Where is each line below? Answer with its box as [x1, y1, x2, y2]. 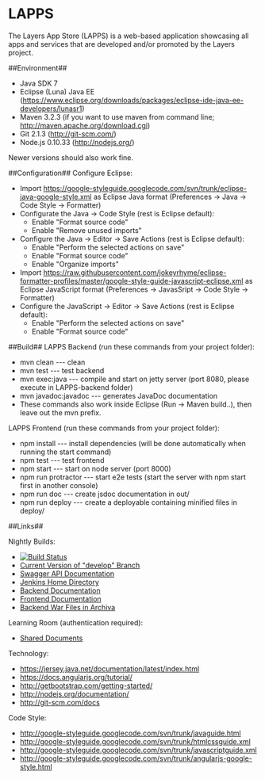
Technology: [8, 648, 49, 658]
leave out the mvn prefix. [19, 407, 102, 417]
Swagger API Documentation [19, 568, 115, 579]
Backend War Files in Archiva [19, 602, 116, 612]
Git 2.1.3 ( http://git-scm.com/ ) [19, 128, 117, 139]
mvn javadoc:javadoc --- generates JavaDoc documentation [19, 391, 218, 400]
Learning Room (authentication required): [8, 617, 144, 627]
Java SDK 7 [19, 78, 58, 88]
